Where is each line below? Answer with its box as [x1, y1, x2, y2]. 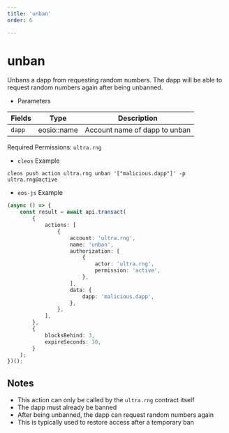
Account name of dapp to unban [84, 125, 191, 135]
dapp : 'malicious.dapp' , [82, 293, 155, 300]
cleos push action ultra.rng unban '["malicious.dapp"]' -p [7, 170, 186, 177]
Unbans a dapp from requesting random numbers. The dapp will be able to [7, 76, 223, 85]
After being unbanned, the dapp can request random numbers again [17, 411, 214, 419]
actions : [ [44, 221, 77, 229]
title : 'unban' [7, 10, 52, 17]
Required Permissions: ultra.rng [7, 143, 102, 152]
